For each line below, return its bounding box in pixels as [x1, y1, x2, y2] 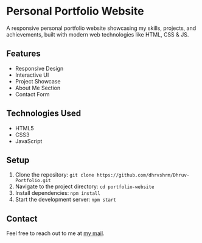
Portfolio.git [15, 178, 51, 184]
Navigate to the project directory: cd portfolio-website [15, 183, 155, 190]
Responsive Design [15, 65, 64, 72]
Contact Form [15, 90, 50, 98]
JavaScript [15, 137, 43, 144]
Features [6, 49, 41, 59]
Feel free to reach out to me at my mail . [6, 230, 105, 237]
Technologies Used [6, 108, 81, 119]
